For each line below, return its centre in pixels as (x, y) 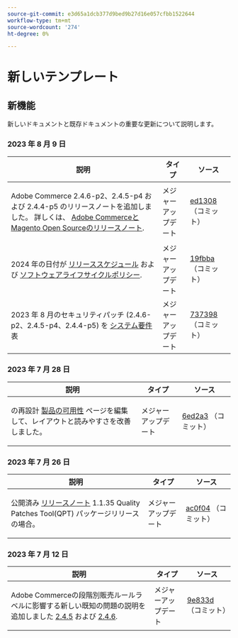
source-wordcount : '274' (44, 27)
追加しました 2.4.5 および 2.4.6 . (64, 617)
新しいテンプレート (63, 77)
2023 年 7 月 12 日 (38, 554)
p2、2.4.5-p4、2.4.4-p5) (55, 325)
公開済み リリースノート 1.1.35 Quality (75, 503)
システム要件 (131, 325)
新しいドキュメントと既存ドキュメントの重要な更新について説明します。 (113, 124)
